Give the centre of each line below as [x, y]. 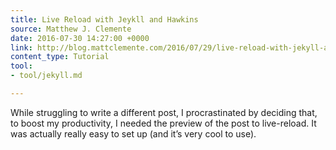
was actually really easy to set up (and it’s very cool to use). [133, 133]
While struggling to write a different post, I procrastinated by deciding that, [164, 112]
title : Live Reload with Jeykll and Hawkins [104, 19]
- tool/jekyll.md [46, 76]
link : [21, 47]
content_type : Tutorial [60, 57]
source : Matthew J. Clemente [71, 29]
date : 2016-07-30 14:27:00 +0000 [80, 38]
